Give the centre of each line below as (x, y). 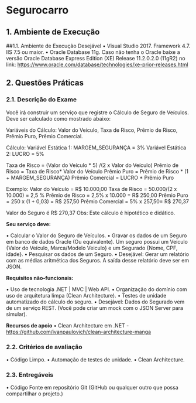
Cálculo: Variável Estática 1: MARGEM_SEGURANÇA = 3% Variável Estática (96, 148)
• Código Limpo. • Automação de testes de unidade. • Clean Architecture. (96, 359)
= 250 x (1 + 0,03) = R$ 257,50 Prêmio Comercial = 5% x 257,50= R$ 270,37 (97, 201)
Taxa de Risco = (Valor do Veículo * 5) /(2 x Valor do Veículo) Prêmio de (92, 165)
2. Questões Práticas (45, 83)
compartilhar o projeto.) (35, 394)
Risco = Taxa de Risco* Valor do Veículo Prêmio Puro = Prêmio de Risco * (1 (97, 171)
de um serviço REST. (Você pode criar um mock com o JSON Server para (94, 308)
